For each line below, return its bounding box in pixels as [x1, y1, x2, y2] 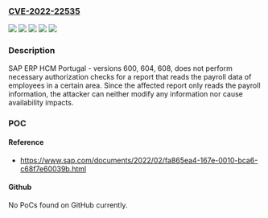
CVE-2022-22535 [8, 6, 80, 17]
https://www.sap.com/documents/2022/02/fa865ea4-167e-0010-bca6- [19, 155, 258, 165]
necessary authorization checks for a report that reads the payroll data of [8, 72, 252, 81]
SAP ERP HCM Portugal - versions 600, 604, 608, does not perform [8, 63, 233, 73]
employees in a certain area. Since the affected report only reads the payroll [8, 80, 261, 90]
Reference [8, 138, 44, 147]
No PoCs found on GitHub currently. [8, 199, 128, 210]
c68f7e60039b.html [19, 163, 87, 174]
